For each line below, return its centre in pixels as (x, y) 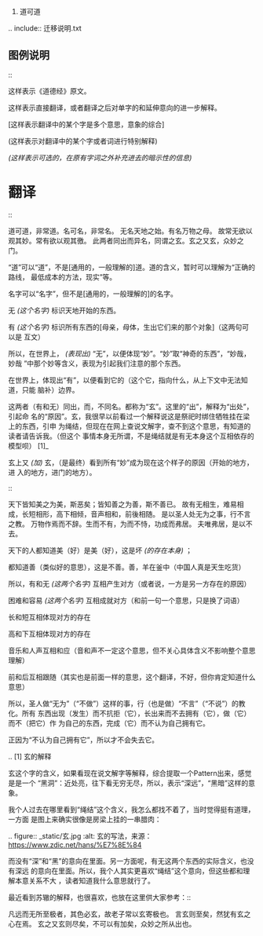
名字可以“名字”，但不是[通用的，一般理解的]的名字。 (93, 294)
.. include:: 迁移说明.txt (45, 28)
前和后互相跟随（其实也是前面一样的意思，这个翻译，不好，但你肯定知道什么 (132, 677)
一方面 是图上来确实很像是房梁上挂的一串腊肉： (85, 819)
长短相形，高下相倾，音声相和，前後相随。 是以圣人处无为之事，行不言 (136, 514)
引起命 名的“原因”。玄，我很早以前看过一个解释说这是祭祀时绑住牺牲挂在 (126, 416)
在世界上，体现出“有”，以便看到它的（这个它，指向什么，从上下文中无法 (125, 380)
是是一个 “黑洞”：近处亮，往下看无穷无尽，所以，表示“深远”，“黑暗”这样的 (128, 783)
